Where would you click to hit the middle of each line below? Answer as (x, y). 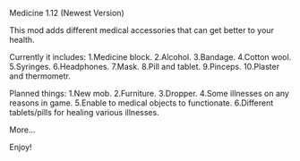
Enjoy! (21, 147)
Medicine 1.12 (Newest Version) (67, 13)
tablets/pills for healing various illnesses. (84, 112)
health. (22, 40)
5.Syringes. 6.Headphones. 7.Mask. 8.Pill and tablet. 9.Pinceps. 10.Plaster (145, 67)
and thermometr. (40, 76)
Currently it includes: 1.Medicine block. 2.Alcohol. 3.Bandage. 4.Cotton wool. (150, 57)
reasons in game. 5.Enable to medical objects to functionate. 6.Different (141, 103)
